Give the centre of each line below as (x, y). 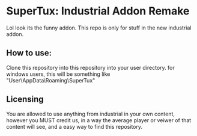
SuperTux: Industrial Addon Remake (98, 11)
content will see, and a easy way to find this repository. (74, 126)
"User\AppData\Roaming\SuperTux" (51, 80)
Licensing (25, 100)
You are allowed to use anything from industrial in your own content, (91, 114)
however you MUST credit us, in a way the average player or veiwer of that (99, 120)
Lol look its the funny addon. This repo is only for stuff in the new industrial (99, 28)
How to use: (29, 53)
